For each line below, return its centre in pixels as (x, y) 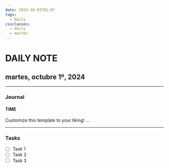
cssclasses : (18, 24)
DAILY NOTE (31, 58)
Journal (15, 97)
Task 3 (19, 160)
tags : (11, 15)
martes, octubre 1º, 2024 (45, 77)
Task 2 (19, 155)
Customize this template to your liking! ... (47, 120)
